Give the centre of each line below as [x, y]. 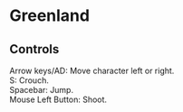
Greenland [50, 16]
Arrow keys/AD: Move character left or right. [92, 70]
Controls [34, 49]
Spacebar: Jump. [42, 90]
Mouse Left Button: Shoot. [58, 99]
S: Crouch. [29, 80]
